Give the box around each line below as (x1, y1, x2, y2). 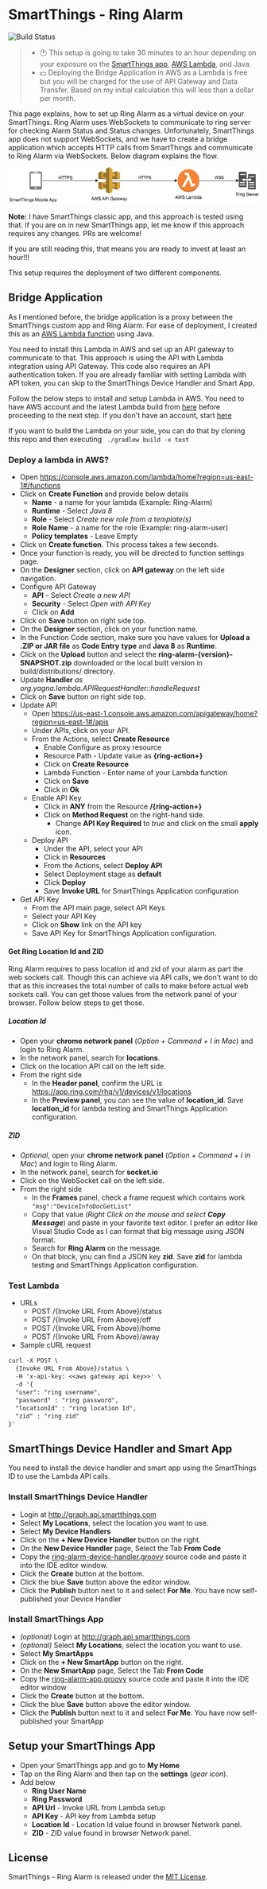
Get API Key (19, 894, 60, 904)
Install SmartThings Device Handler (8, 1491, 149, 1503)
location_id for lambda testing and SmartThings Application (31, 1104, 228, 1114)
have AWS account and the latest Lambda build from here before (8, 401, 221, 411)
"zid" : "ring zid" (15, 1413, 80, 1421)
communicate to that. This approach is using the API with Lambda (8, 352, 224, 363)
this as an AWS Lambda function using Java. (8, 328, 154, 339)
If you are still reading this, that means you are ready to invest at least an (8, 244, 246, 254)
